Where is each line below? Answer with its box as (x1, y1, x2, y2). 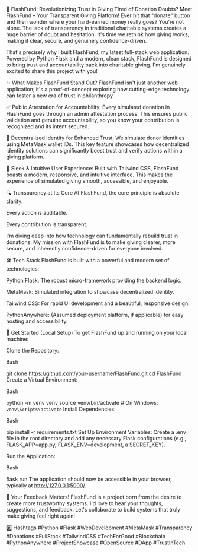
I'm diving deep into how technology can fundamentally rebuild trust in (6, 232, 178, 239)
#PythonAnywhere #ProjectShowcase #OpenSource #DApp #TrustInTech (6, 539, 186, 546)
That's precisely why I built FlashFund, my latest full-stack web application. (6, 49, 189, 56)
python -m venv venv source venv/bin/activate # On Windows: (6, 399, 158, 406)
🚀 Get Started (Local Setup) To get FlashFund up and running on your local (6, 329, 188, 336)
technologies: (6, 265, 40, 272)
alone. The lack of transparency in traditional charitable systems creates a (6, 24, 187, 31)
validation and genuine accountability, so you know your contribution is (6, 116, 180, 123)
